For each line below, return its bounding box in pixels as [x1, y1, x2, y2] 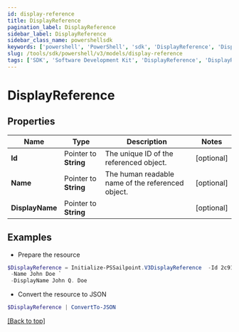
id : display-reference [7, 10, 75, 18]
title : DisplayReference [7, 17, 81, 24]
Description [127, 136, 167, 146]
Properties [7, 115, 55, 128]
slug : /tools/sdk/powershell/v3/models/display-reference [7, 50, 183, 58]
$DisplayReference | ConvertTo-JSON [7, 304, 116, 311]
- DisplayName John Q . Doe [10, 277, 87, 284]
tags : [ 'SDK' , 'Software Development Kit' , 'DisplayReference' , [7, 57, 202, 64]
